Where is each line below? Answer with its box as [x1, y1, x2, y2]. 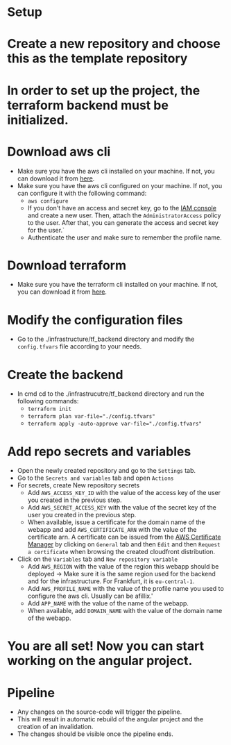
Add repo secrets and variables [7, 444, 191, 459]
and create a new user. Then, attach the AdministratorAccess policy [27, 211, 221, 219]
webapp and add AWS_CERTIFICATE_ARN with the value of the [27, 526, 197, 534]
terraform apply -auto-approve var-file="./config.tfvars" [27, 421, 203, 428]
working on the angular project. [7, 653, 193, 669]
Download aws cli [7, 144, 111, 160]
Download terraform [7, 258, 127, 273]
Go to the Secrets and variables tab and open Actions [17, 474, 174, 483]
